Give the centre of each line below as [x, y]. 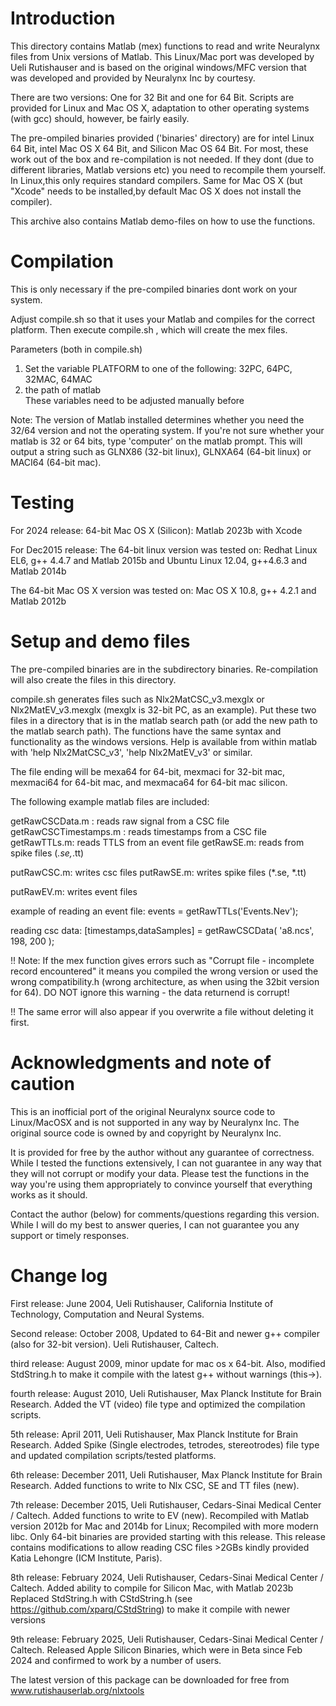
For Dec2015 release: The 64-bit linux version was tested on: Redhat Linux [164, 549]
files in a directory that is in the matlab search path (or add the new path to [164, 720]
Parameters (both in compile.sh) [76, 349]
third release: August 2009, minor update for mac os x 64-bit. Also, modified [168, 1363]
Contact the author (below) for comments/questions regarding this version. [165, 1214]
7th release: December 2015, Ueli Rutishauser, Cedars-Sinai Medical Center [166, 1504]
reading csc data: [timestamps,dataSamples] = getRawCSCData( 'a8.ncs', [162, 930]
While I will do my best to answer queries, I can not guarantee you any [155, 1224]
